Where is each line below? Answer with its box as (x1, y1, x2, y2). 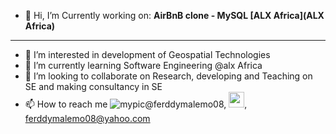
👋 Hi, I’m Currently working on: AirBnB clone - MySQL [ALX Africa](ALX (24, 10, 325, 21)
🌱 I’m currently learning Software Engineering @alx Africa (24, 60, 263, 71)
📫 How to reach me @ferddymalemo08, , (24, 98, 248, 110)
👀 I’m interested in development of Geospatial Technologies (24, 49, 271, 60)
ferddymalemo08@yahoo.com (24, 113, 151, 124)
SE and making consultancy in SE (24, 81, 163, 92)
